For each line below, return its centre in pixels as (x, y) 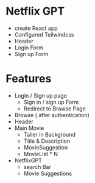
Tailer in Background (49, 134)
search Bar (37, 167)
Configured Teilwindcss (44, 34)
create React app (36, 28)
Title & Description (47, 141)
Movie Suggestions (48, 173)
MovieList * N (41, 154)
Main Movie (29, 128)
